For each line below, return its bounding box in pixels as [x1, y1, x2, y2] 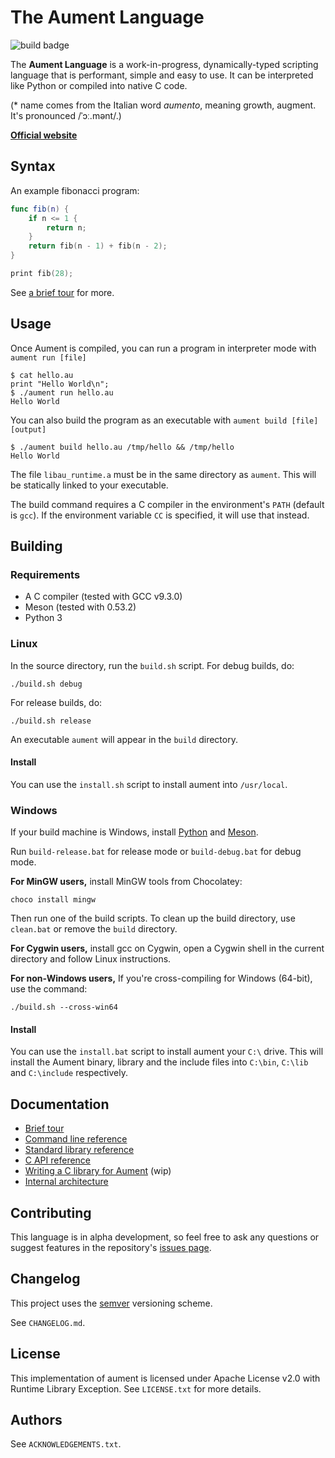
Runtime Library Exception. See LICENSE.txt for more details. [10, 1382, 262, 1395]
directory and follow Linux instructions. [10, 953, 172, 965]
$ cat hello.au [10, 370, 74, 380]
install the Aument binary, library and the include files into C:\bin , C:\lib [10, 1056, 309, 1068]
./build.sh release [10, 716, 92, 726]
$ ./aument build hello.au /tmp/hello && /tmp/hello [10, 442, 235, 452]
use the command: [10, 983, 88, 995]
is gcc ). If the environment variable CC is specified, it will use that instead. [10, 509, 310, 521]
